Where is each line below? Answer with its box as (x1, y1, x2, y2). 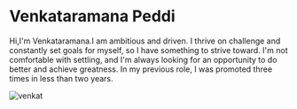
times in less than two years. (9, 73, 113, 83)
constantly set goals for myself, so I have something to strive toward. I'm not (9, 44, 288, 55)
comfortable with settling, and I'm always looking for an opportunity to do (9, 54, 277, 65)
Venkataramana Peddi (9, 6, 176, 27)
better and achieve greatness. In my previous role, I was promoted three (9, 64, 273, 74)
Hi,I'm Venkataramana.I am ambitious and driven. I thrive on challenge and (9, 35, 281, 46)
